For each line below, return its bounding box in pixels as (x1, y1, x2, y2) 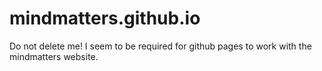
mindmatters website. (9, 50, 99, 62)
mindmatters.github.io (9, 7, 201, 30)
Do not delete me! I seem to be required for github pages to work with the (9, 40, 312, 52)
